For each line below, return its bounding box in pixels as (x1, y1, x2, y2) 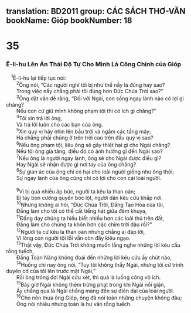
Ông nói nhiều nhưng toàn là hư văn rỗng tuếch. (16, 301, 132, 308)
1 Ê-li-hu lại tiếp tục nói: (11, 73, 66, 81)
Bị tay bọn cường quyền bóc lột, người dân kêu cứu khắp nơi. (16, 194, 163, 201)
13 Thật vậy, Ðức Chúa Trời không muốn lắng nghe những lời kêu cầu (16, 240, 180, 249)
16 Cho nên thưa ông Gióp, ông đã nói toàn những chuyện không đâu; (16, 293, 182, 301)
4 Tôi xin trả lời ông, (16, 113, 63, 121)
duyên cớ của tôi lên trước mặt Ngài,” (6, 268, 95, 275)
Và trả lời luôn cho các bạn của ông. (16, 121, 104, 128)
